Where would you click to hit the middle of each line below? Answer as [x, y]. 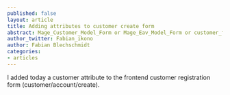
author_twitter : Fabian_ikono [50, 39]
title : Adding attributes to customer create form [81, 26]
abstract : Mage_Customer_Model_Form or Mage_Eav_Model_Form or [99, 32]
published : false [32, 13]
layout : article [30, 20]
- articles [23, 58]
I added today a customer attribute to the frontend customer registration [109, 77]
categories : [24, 52]
